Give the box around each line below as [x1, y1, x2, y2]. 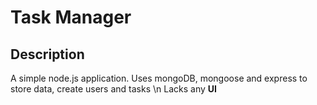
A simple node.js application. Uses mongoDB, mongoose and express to [10, 72, 308, 84]
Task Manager [10, 6, 132, 29]
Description [10, 46, 85, 63]
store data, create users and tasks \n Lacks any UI [10, 83, 217, 95]
